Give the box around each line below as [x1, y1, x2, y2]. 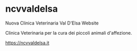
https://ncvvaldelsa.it [5, 39, 49, 46]
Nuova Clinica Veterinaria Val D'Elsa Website [5, 20, 99, 26]
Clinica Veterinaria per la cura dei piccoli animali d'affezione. [5, 30, 132, 36]
